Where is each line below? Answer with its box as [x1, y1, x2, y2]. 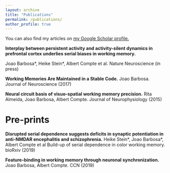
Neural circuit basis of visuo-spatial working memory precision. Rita [5, 91, 152, 97]
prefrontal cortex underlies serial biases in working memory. [5, 51, 136, 57]
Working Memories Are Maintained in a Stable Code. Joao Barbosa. [5, 76, 150, 82]
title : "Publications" [5, 12, 53, 17]
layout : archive [5, 7, 40, 13]
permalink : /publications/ [5, 17, 62, 22]
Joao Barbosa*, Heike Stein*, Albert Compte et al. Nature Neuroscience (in [5, 60, 161, 66]
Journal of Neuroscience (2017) [5, 81, 72, 87]
